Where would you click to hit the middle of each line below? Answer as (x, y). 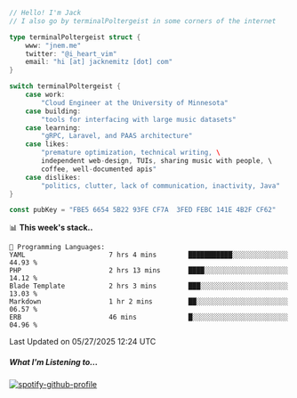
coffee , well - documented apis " (99, 169)
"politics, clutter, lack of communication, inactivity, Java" (161, 186)
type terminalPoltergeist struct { (75, 37)
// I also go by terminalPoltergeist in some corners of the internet (143, 21)
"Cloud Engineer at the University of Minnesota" (135, 102)
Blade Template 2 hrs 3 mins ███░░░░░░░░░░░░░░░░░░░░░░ (149, 286)
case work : (45, 94)
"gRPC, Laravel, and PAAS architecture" (117, 136)
